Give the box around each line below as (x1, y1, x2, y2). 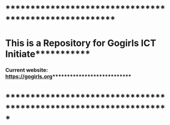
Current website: (5, 67, 48, 74)
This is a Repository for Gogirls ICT (5, 37, 157, 49)
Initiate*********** (5, 48, 90, 60)
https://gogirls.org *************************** (5, 73, 132, 80)
